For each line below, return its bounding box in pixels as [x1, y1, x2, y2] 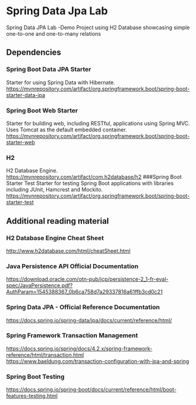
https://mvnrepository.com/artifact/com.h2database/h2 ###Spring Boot [6, 174, 182, 181]
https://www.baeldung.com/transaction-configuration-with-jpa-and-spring [6, 357, 189, 365]
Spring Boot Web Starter [6, 106, 78, 114]
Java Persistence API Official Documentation [6, 262, 138, 270]
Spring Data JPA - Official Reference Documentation [6, 303, 160, 312]
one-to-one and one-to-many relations [6, 30, 101, 37]
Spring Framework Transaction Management [6, 331, 138, 340]
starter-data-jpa [6, 91, 46, 99]
